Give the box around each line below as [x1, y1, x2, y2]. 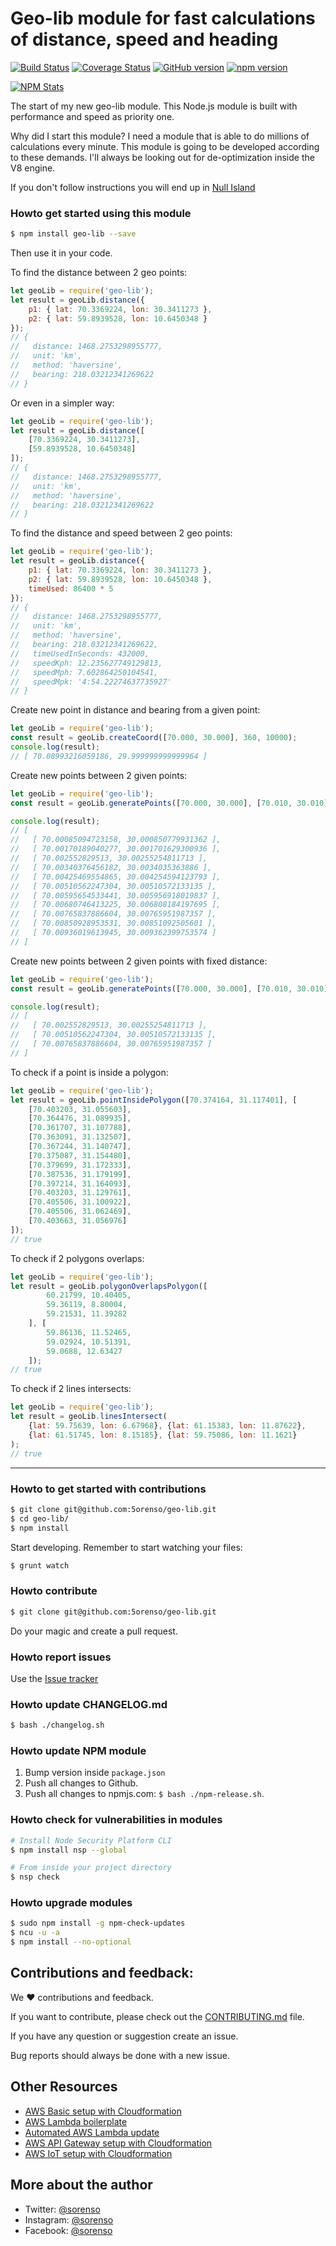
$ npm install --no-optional [10, 1937, 132, 1947]
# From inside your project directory [10, 1863, 172, 1873]
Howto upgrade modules [10, 1896, 133, 1910]
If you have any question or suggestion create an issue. [10, 2030, 239, 2042]
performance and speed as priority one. [10, 110, 175, 122]
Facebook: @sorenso [24, 2224, 113, 2236]
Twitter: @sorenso [24, 2203, 101, 2215]
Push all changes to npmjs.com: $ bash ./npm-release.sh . [24, 1788, 265, 1800]
